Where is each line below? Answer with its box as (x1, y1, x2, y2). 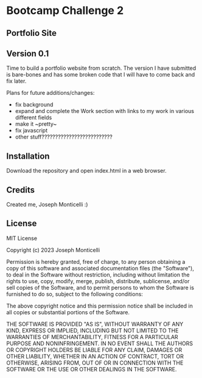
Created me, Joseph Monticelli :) (6, 201, 88, 208)
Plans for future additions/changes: (6, 89, 95, 97)
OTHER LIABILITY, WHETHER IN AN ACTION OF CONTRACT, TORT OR (6, 352, 184, 360)
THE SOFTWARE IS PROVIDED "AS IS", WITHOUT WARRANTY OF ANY (6, 320, 184, 328)
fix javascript (15, 127, 47, 134)
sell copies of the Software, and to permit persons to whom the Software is (6, 284, 195, 291)
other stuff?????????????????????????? (15, 133, 113, 140)
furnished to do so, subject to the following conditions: (6, 290, 143, 298)
